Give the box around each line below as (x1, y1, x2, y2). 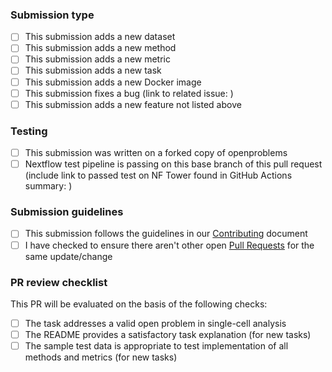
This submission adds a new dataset (24, 31, 176, 43)
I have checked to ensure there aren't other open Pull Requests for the (24, 239, 315, 251)
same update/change (24, 250, 113, 262)
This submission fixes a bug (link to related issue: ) (24, 87, 234, 99)
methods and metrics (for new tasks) (24, 351, 178, 363)
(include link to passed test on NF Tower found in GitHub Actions (24, 169, 293, 182)
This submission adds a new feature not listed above (24, 98, 242, 110)
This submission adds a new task (24, 64, 162, 77)
